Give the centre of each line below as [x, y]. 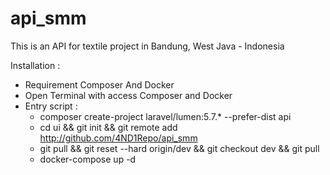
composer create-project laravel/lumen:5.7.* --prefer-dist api [165, 116]
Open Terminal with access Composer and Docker [128, 95]
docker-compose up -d [88, 159]
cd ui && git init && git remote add [108, 127]
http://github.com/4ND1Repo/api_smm [118, 138]
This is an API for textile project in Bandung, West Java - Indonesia [147, 46]
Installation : [35, 65]
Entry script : [51, 106]
